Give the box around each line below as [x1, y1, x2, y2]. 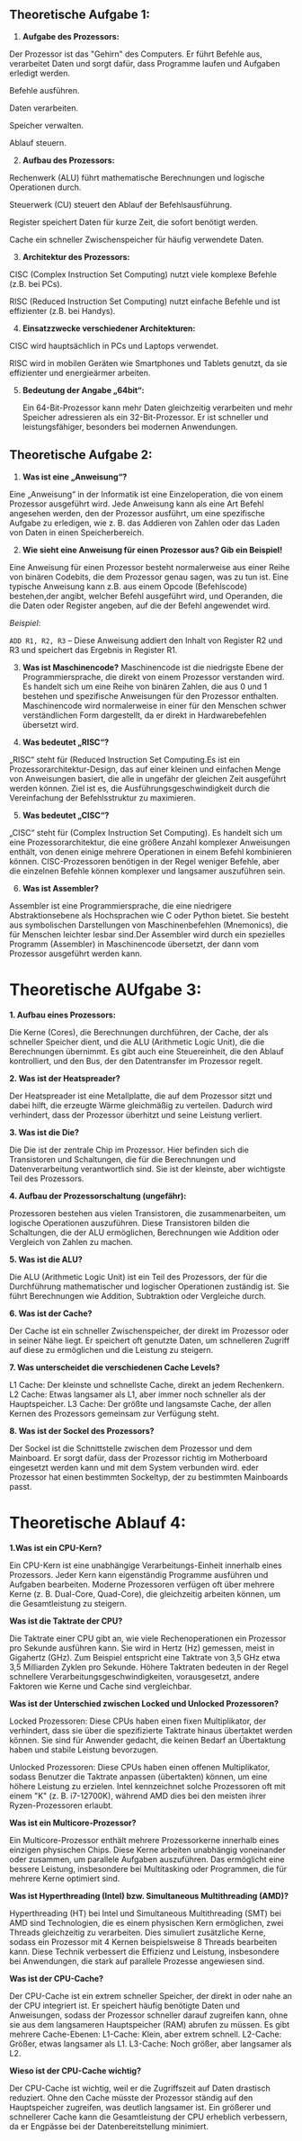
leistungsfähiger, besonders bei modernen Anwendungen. [22, 421, 238, 432]
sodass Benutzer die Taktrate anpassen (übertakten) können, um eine [9, 1771, 268, 1782]
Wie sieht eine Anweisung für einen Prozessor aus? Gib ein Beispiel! [22, 544, 283, 555]
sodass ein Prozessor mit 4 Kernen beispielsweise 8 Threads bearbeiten [9, 1936, 278, 1947]
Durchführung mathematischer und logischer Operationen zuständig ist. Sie [9, 1281, 290, 1292]
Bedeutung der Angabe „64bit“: [22, 384, 145, 395]
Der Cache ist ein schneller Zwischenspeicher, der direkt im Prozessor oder [9, 1325, 289, 1336]
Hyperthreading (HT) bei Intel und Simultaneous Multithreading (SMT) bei [9, 1907, 281, 1919]
